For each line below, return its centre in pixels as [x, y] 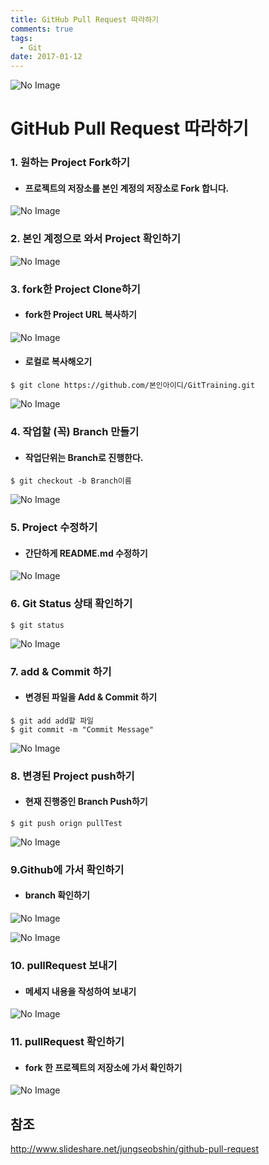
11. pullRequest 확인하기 [67, 1042]
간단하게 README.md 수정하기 [86, 553]
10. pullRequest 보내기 [64, 965]
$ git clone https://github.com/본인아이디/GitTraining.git [133, 386]
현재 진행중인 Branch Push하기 [86, 802]
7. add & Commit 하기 [61, 671]
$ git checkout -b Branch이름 [71, 481]
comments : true [42, 29]
